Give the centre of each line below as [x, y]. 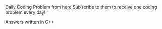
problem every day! [25, 12]
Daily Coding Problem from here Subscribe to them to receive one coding [81, 7]
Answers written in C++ [30, 22]
